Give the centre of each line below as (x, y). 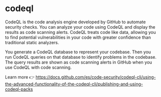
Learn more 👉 (20, 77)
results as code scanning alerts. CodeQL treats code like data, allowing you (80, 32)
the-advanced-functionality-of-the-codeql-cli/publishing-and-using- (74, 84)
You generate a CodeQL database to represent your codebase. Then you (78, 52)
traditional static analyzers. (32, 42)
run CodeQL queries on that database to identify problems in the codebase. (81, 57)
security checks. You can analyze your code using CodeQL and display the (80, 27)
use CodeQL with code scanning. (38, 67)
